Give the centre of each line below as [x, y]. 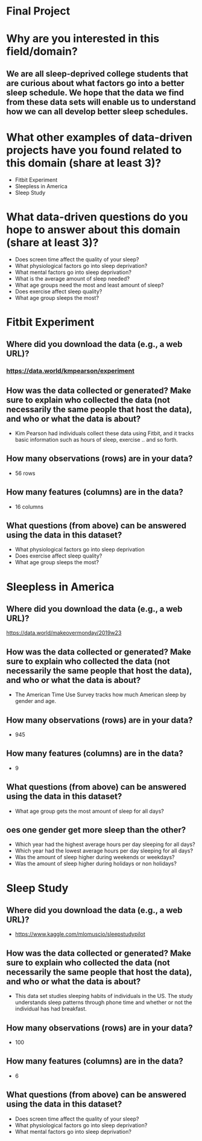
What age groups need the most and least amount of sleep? [89, 285]
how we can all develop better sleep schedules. [97, 111]
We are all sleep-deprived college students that [97, 74]
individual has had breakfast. [51, 1009]
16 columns [29, 507]
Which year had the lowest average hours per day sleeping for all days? [104, 851]
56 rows [25, 473]
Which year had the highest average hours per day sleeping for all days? [105, 844]
